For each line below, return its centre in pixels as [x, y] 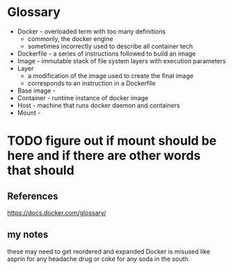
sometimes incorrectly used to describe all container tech [110, 46]
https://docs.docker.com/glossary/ [57, 212]
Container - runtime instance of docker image [83, 97]
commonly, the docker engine [70, 38]
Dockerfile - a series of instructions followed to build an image [106, 54]
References [33, 196]
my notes [28, 235]
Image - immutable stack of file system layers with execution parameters [121, 61]
